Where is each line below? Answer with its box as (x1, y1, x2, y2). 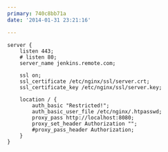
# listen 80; (19, 53, 57, 61)
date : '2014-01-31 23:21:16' (7, 17, 91, 23)
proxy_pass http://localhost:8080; (32, 114, 135, 121)
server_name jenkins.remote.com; (19, 59, 116, 66)
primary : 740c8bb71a (7, 10, 67, 17)
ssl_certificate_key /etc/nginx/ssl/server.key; (19, 84, 162, 91)
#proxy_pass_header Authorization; (32, 126, 135, 133)
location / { (19, 96, 57, 103)
